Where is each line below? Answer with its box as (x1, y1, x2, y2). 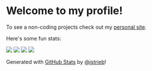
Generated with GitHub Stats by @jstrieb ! (6, 58, 106, 65)
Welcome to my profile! (6, 4, 123, 18)
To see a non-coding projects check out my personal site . (6, 23, 147, 31)
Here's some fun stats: (6, 35, 62, 42)
